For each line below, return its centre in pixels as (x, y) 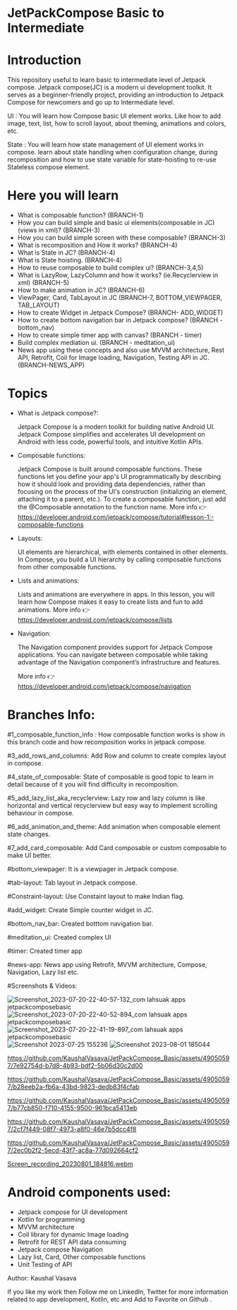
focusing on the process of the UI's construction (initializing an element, (122, 491)
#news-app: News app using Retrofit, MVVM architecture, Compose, (107, 964)
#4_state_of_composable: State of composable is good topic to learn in (110, 777)
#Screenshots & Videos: (42, 985)
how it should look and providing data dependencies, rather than (111, 484)
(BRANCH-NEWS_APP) (51, 365)
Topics (28, 394)
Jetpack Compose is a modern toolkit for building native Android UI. (116, 427)
